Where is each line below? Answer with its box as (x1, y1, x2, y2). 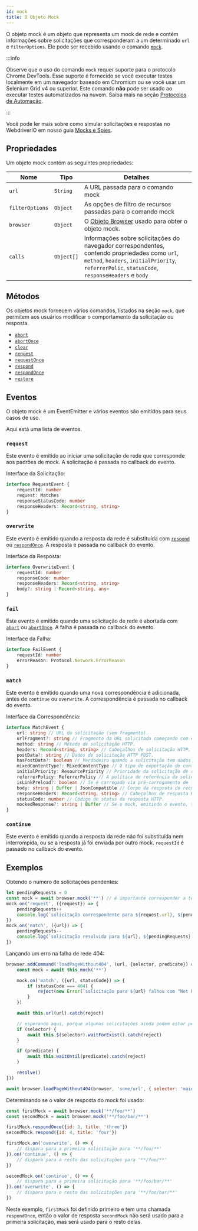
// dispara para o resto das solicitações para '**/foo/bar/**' (16, 1190, 178, 1196)
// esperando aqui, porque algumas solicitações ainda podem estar (16, 1021, 186, 1026)
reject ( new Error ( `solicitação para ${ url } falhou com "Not (37, 989, 189, 994)
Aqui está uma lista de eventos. (6, 425, 82, 432)
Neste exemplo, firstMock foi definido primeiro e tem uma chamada (6, 1206, 171, 1213)
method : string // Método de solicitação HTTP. (16, 741, 136, 747)
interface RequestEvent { (6, 481, 70, 488)
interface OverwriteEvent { (6, 564, 75, 570)
